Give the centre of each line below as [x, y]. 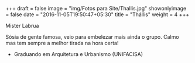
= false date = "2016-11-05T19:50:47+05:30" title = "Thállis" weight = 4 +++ [97, 14]
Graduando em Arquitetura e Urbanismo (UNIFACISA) [78, 54]
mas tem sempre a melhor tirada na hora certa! [62, 43]
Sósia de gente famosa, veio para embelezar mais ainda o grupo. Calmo [92, 37]
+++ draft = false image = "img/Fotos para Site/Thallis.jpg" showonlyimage [96, 8]
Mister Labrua [22, 26]
